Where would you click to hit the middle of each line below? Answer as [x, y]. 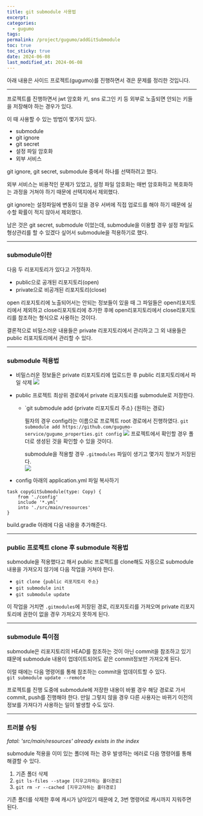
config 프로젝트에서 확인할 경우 [146, 434]
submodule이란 [30, 255]
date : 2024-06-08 [29, 57]
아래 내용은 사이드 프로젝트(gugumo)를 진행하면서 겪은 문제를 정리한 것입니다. [98, 80]
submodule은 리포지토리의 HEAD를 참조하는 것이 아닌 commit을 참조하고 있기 [99, 651]
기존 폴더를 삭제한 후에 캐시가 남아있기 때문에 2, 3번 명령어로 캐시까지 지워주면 [99, 799]
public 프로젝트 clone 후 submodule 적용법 [68, 548]
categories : [22, 23]
